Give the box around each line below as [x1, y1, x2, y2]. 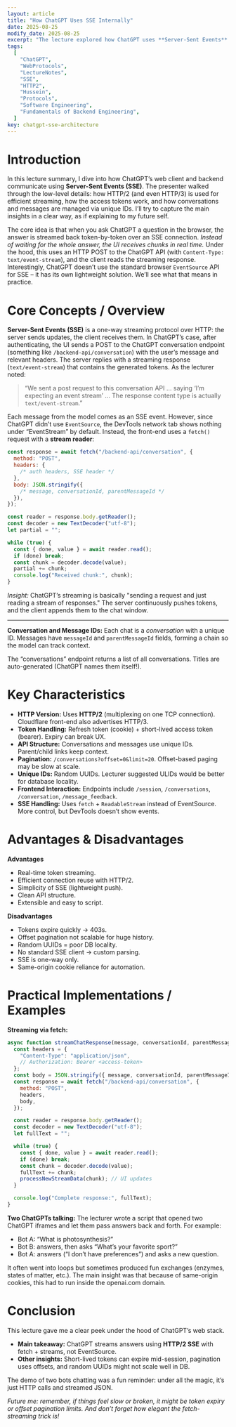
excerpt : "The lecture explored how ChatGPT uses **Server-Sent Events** [7, 37, 228, 44]
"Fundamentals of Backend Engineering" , [20, 108, 140, 115]
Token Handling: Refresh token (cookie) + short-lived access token [17, 725, 214, 733]
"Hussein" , [20, 88, 52, 96]
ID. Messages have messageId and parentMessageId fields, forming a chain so [7, 633, 229, 642]
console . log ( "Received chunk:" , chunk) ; [13, 572, 133, 579]
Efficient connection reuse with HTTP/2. [17, 876, 134, 884]
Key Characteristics [7, 687, 126, 703]
